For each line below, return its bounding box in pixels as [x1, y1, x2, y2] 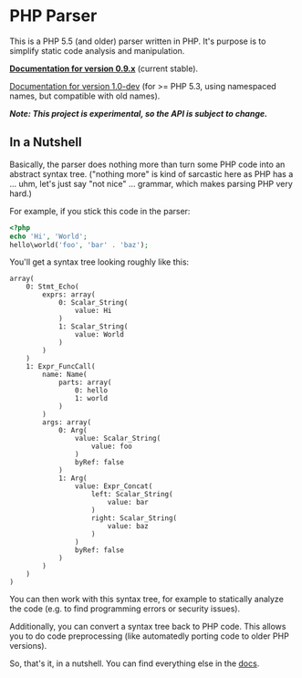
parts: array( [57, 378, 112, 388]
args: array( [42, 418, 92, 427]
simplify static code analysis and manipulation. [9, 45, 185, 56]
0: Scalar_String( [57, 298, 129, 308]
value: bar [107, 498, 149, 507]
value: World [74, 330, 125, 339]
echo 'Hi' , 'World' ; [9, 232, 89, 241]
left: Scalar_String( [90, 490, 173, 499]
